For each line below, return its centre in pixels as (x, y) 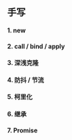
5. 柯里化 (20, 97)
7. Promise (22, 130)
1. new (17, 30)
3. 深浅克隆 (23, 63)
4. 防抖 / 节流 (26, 80)
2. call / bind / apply (36, 46)
